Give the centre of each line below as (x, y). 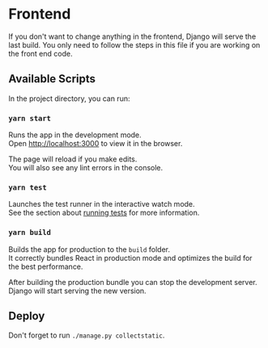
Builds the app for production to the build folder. (89, 249)
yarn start (30, 118)
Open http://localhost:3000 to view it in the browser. (96, 144)
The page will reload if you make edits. (73, 159)
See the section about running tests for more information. (104, 213)
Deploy (27, 316)
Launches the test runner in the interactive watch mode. (102, 204)
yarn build (30, 233)
